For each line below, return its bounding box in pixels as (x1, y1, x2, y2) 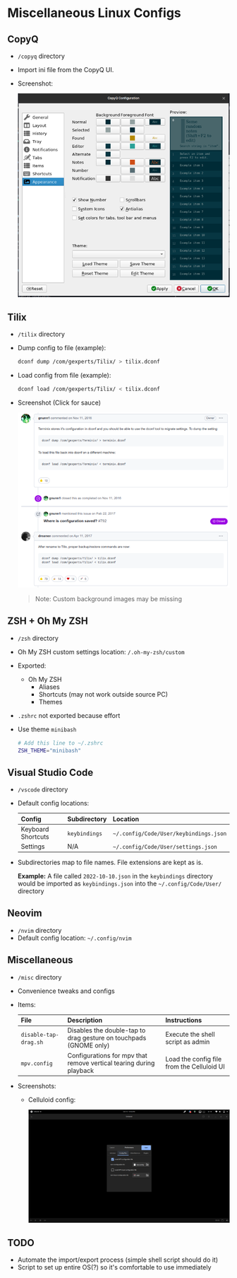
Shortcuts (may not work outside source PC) (38, 690, 168, 698)
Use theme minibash (17, 725, 77, 733)
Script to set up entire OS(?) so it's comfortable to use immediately (17, 1263, 212, 1272)
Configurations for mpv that (67, 1051, 148, 1059)
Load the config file (165, 1055, 222, 1063)
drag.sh (20, 1038, 44, 1046)
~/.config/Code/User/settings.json (112, 844, 217, 851)
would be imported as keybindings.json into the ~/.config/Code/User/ (17, 879, 222, 888)
